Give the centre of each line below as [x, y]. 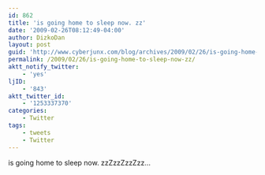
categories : [28, 111]
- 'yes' [35, 74]
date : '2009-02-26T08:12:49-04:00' [67, 30]
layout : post [30, 45]
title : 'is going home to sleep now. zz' [77, 23]
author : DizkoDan [37, 37]
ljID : [17, 81]
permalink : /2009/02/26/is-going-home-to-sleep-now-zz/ [102, 60]
